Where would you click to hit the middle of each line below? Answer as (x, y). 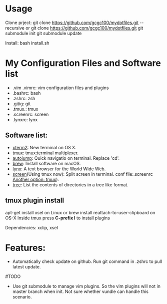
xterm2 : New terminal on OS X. (44, 147)
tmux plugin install (34, 201)
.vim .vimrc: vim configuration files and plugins (60, 88)
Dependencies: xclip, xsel (32, 227)
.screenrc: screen (30, 114)
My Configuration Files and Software (83, 63)
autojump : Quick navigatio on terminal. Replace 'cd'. (66, 158)
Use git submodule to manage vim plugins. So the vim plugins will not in (86, 286)
